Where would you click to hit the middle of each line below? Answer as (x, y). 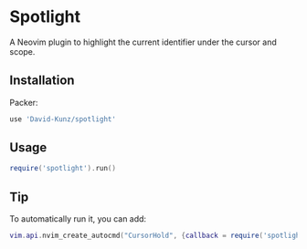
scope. (22, 51)
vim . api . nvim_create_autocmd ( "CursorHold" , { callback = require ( (137, 236)
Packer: (24, 102)
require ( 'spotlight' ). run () (63, 169)
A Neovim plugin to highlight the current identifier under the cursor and (143, 42)
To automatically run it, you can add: (78, 219)
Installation (42, 81)
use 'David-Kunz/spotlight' (63, 119)
